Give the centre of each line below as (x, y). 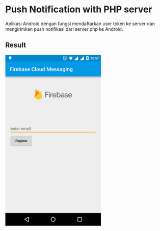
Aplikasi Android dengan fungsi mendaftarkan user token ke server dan (80, 24)
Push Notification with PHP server (79, 9)
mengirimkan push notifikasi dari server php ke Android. (64, 29)
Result (16, 45)
